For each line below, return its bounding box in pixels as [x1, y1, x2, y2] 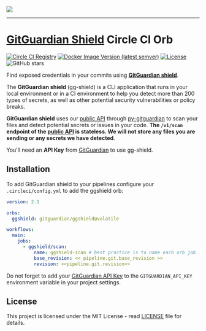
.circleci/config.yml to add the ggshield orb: [6, 187, 124, 194]
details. [6, 319, 25, 327]
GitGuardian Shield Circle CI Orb [6, 33, 174, 47]
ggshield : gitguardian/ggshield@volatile [12, 216, 120, 222]
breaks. [6, 103, 26, 110]
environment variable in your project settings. [6, 278, 121, 286]
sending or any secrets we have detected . [6, 134, 115, 141]
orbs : [6, 209, 20, 216]
